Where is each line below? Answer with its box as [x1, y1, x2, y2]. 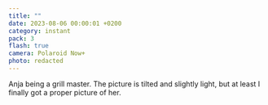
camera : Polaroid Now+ [8, 49, 86, 57]
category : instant [8, 27, 71, 35]
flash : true [8, 42, 49, 50]
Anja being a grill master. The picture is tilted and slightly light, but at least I [8, 78, 261, 89]
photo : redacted [8, 57, 64, 65]
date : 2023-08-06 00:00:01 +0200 [8, 19, 122, 27]
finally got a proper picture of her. [8, 87, 121, 97]
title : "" [8, 11, 42, 20]
